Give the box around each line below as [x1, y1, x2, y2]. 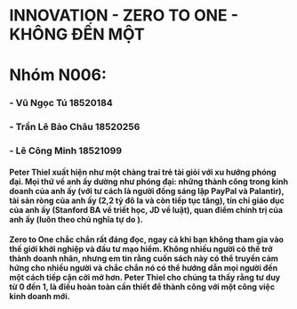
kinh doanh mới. [9, 291, 70, 302]
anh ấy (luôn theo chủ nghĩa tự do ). [9, 214, 144, 224]
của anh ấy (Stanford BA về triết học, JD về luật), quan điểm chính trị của [9, 204, 283, 215]
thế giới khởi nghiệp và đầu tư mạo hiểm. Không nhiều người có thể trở [9, 244, 273, 255]
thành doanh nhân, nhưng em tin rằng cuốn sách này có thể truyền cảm [9, 253, 278, 264]
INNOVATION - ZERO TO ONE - [9, 5, 238, 26]
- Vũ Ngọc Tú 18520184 [9, 97, 113, 110]
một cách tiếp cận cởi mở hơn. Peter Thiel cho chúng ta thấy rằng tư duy [9, 272, 281, 283]
